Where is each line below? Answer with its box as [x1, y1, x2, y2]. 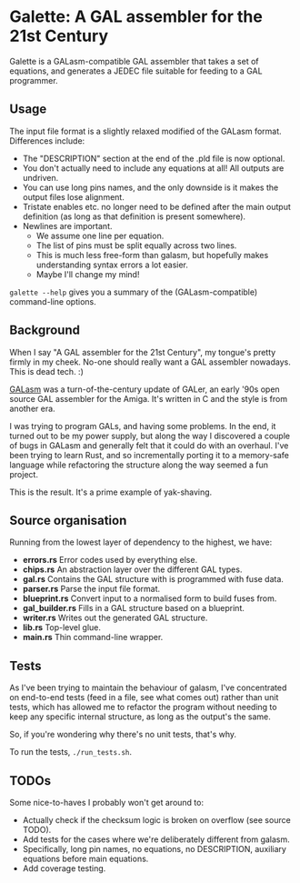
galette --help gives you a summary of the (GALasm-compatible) [9, 286, 258, 297]
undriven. [22, 172, 59, 183]
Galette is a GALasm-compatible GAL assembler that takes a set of [9, 55, 259, 66]
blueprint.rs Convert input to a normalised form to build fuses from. [22, 593, 277, 604]
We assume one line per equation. [35, 230, 165, 241]
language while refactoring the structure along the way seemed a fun [9, 459, 268, 470]
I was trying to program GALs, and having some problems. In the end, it [9, 420, 276, 431]
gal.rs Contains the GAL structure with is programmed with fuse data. [22, 574, 285, 585]
